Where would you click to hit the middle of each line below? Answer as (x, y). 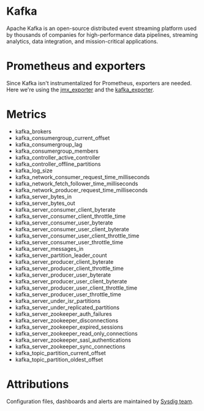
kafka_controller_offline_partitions (58, 164)
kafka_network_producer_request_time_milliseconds (81, 190)
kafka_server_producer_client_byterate (64, 261)
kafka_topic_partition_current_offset (60, 353)
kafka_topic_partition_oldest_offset (59, 359)
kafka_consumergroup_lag (49, 144)
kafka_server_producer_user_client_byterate (71, 281)
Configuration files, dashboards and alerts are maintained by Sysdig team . (100, 401)
